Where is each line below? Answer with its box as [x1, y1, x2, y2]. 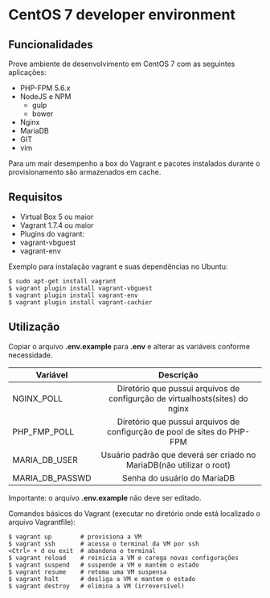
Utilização [8, 320, 60, 334]
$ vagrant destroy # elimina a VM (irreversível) [8, 582, 185, 590]
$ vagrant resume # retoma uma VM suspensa [8, 567, 167, 576]
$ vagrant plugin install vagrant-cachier [8, 298, 153, 307]
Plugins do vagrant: [19, 229, 85, 238]
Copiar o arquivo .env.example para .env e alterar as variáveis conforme [8, 341, 251, 351]
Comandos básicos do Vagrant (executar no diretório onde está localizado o [8, 509, 261, 518]
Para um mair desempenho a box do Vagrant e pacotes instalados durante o [8, 159, 260, 168]
